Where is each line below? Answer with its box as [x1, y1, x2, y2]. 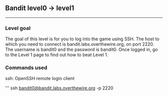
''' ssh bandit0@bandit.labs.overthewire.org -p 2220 [5, 85, 113, 91]
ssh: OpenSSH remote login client [5, 76, 75, 82]
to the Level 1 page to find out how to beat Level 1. [5, 52, 108, 58]
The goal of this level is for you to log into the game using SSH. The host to [5, 36, 159, 42]
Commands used [5, 64, 47, 71]
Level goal [5, 24, 31, 31]
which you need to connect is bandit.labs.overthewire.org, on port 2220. [5, 41, 154, 47]
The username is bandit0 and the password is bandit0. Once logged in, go [5, 47, 158, 53]
